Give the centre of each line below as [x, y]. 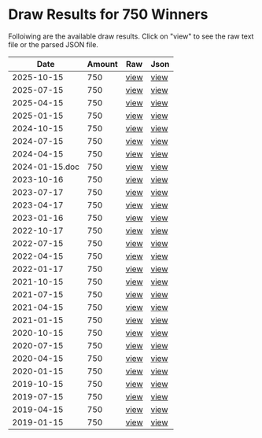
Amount [102, 64]
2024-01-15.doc [46, 167]
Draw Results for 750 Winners [108, 15]
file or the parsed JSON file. [53, 44]
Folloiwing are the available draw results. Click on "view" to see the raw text [131, 36]
